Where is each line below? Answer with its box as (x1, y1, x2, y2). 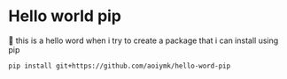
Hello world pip (8, 6, 121, 26)
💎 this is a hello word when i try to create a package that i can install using (8, 35, 279, 46)
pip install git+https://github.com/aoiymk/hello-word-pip (8, 61, 231, 70)
